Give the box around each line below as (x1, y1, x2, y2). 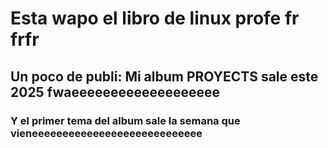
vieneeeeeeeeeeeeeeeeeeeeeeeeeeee (10, 126, 203, 140)
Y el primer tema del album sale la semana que (10, 113, 241, 127)
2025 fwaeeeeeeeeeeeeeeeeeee (10, 83, 221, 101)
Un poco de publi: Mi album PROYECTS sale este (10, 68, 319, 85)
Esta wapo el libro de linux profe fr (10, 7, 300, 30)
